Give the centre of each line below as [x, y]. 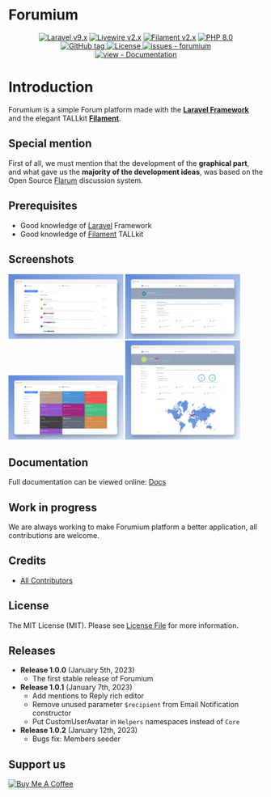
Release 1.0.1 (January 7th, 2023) [76, 687]
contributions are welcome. [54, 535]
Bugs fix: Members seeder [76, 739]
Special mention [50, 144]
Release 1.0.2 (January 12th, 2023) [79, 731]
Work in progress [53, 507]
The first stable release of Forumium [93, 679]
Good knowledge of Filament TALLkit [82, 234]
